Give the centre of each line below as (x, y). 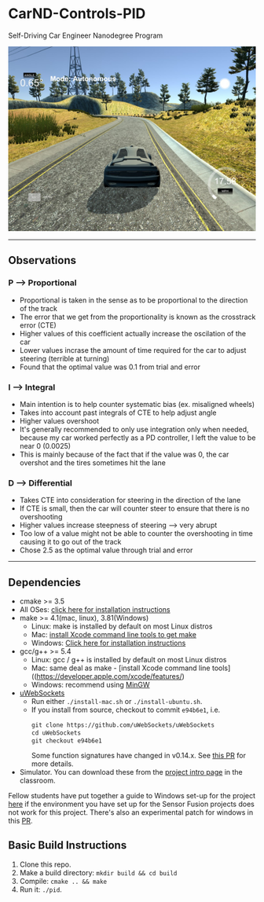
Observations (42, 260)
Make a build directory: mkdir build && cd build (98, 872)
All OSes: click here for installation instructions (95, 610)
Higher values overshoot (59, 420)
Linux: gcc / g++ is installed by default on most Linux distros (129, 660)
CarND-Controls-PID (77, 14)
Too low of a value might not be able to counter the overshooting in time (136, 533)
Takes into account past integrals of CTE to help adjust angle (118, 412)
